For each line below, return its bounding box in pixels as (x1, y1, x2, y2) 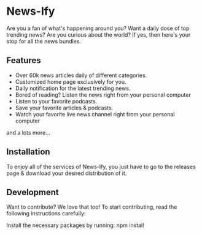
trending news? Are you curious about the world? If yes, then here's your (6, 31, 191, 38)
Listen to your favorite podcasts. (15, 97, 98, 105)
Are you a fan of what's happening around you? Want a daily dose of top (6, 24, 190, 32)
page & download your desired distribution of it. (6, 170, 127, 177)
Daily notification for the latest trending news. (15, 84, 131, 92)
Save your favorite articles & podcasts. (15, 104, 114, 111)
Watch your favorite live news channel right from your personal (15, 110, 175, 117)
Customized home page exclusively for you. (15, 78, 126, 85)
